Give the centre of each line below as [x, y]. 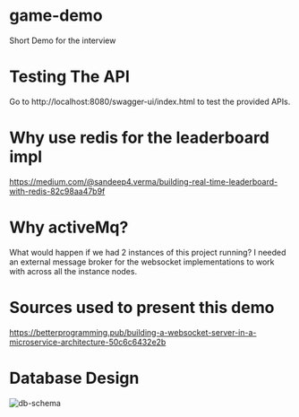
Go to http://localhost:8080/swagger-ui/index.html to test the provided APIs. [150, 101]
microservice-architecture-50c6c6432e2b [88, 342]
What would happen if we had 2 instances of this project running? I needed [148, 252]
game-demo [56, 16]
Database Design [74, 378]
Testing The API [69, 77]
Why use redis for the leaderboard [140, 138]
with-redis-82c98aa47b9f [57, 191]
